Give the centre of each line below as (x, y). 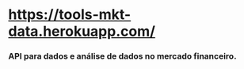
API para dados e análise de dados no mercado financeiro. (122, 56)
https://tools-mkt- (70, 15)
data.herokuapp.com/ (82, 31)
